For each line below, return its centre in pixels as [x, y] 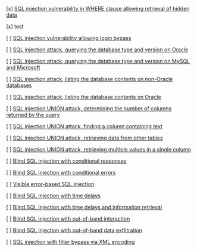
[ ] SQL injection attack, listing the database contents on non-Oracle [90, 79]
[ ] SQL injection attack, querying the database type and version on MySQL [98, 61]
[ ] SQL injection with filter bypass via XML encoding [71, 242]
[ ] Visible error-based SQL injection [50, 184]
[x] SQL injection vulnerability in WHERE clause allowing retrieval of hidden [98, 9]
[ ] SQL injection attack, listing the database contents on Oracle [84, 97]
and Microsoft [23, 67]
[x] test [15, 27]
